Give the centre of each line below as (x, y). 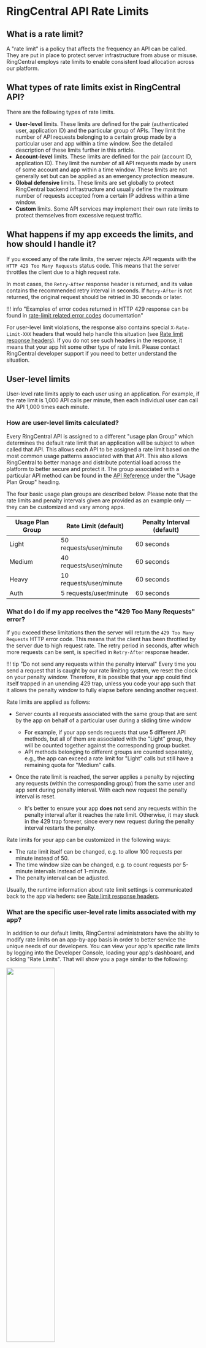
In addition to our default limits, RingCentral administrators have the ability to (103, 933)
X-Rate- (180, 328)
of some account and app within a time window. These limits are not (101, 169)
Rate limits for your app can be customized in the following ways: (89, 840)
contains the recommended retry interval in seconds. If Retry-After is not (99, 290)
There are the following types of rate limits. (61, 112)
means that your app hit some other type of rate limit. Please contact (93, 347)
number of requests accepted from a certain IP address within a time (102, 195)
